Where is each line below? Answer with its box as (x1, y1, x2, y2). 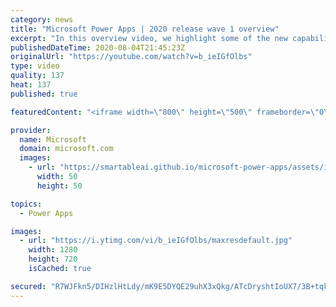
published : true (10, 89, 78, 99)
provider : (10, 125, 52, 135)
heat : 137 (10, 80, 52, 90)
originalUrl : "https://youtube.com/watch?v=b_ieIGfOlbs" (10, 52, 253, 62)
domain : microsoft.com (19, 144, 114, 154)
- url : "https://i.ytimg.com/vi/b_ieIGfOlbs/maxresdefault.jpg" (19, 236, 293, 246)
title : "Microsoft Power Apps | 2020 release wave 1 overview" (10, 24, 280, 34)
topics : (10, 199, 43, 209)
